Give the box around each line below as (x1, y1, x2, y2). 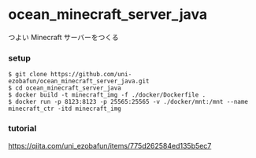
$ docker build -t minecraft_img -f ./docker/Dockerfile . (8, 91, 206, 99)
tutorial (8, 123, 37, 134)
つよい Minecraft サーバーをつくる (8, 32, 120, 42)
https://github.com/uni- (50, 71, 132, 79)
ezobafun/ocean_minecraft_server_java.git (8, 77, 150, 86)
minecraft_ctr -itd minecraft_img (8, 105, 122, 113)
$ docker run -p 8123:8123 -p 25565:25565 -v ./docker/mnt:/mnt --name (8, 98, 248, 106)
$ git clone (8, 71, 47, 79)
